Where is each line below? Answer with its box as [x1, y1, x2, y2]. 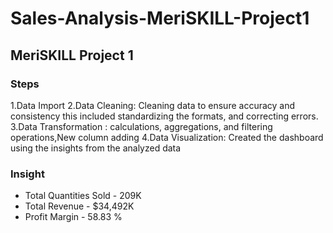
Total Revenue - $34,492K [24, 200, 135, 212]
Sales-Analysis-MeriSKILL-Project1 [10, 7, 310, 30]
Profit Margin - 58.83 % [24, 211, 123, 223]
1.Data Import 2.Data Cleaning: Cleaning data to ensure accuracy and [10, 99, 296, 111]
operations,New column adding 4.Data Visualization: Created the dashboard [10, 131, 324, 143]
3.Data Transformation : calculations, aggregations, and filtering [10, 120, 273, 132]
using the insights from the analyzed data [10, 142, 182, 154]
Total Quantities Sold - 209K [24, 190, 142, 202]
